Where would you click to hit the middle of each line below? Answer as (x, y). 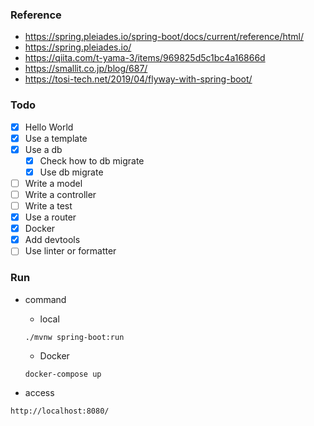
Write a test (48, 206)
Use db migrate (71, 172)
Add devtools (52, 240)
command (45, 299)
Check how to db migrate (92, 160)
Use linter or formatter (70, 251)
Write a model (53, 183)
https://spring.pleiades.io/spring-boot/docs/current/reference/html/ (164, 37)
